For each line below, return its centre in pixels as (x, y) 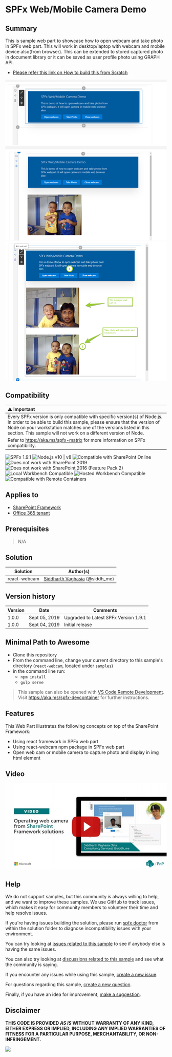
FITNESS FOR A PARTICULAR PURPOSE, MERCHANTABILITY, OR (75, 1034)
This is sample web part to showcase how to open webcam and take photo (84, 41)
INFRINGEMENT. (23, 1039)
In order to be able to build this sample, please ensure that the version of (84, 422)
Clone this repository (35, 655)
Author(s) (79, 571)
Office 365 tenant (31, 513)
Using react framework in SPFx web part (56, 741)
